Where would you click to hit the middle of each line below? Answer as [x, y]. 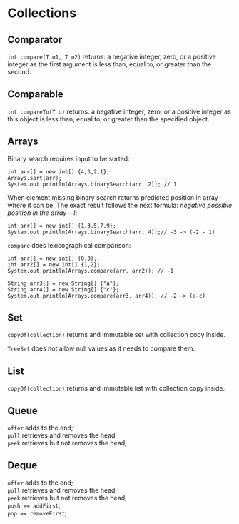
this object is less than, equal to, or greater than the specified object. [108, 119]
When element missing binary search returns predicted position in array [113, 197]
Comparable [36, 94]
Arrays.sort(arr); [35, 178]
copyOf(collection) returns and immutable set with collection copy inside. [117, 335]
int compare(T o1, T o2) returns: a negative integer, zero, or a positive [112, 56]
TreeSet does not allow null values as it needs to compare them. [101, 348]
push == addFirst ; [34, 505]
